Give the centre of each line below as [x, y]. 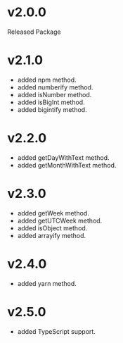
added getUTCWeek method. [60, 220]
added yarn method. [47, 283]
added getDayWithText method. [64, 157]
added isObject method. [52, 228]
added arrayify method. [52, 235]
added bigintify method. [52, 109]
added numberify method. [55, 87]
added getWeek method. [53, 213]
